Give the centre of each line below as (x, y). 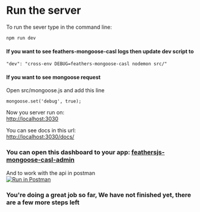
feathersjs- (148, 152)
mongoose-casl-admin (40, 160)
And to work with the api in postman (51, 173)
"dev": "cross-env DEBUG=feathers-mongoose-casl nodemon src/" (87, 64)
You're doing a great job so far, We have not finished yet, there (99, 195)
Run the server (44, 10)
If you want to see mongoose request (53, 77)
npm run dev (21, 38)
